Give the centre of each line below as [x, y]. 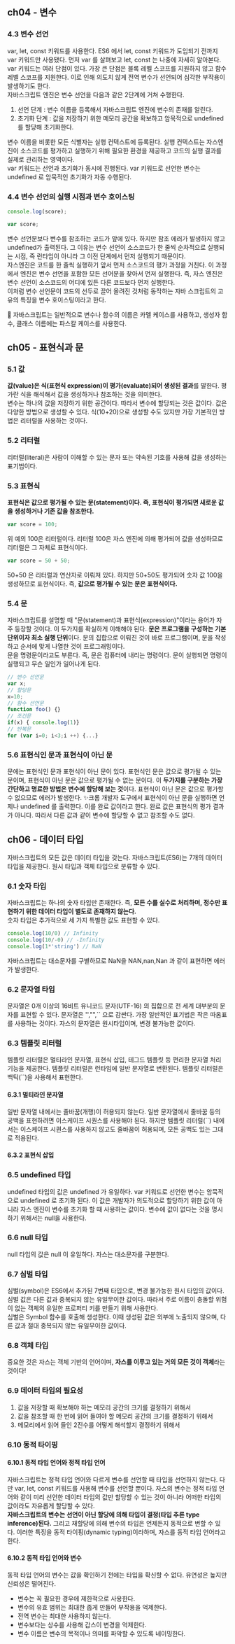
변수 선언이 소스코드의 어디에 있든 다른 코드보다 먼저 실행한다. [91, 282]
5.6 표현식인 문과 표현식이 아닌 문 [60, 754]
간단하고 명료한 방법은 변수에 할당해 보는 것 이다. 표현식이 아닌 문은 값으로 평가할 [115, 789]
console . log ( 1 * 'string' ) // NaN [54, 946]
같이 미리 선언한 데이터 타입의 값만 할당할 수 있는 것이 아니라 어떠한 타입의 [121, 1497]
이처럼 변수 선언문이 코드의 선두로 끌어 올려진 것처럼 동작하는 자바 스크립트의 [112, 291]
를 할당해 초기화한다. [45, 127]
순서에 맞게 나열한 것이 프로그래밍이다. [72, 647]
